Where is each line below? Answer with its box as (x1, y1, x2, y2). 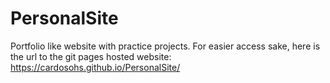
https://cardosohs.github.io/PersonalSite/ (10, 61, 181, 73)
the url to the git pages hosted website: (10, 50, 172, 62)
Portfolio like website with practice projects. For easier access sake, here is (10, 40, 321, 52)
